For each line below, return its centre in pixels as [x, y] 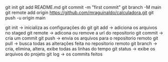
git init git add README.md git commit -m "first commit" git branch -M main [83, 7]
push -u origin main [26, 18]
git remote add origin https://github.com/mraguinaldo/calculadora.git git [79, 12]
